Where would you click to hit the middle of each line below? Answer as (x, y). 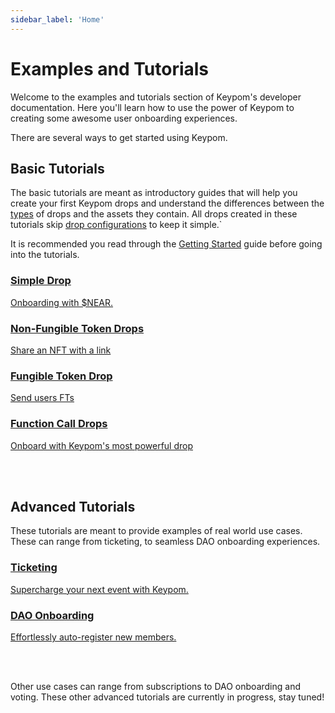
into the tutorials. (45, 255)
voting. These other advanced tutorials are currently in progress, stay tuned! (167, 697)
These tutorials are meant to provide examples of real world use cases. (156, 531)
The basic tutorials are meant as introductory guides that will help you (154, 193)
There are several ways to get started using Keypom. (119, 137)
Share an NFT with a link (61, 350)
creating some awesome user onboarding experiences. (124, 118)
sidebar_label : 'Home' (57, 19)
